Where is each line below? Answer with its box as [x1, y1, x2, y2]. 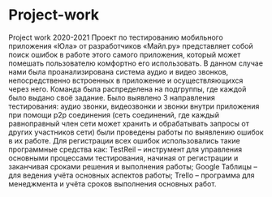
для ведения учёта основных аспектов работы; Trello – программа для [8, 170, 255, 180]
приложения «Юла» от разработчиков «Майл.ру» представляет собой [8, 41, 253, 50]
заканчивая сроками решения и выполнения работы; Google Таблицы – [8, 161, 257, 171]
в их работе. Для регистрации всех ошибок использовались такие [8, 135, 241, 145]
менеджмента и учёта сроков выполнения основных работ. [8, 178, 217, 188]
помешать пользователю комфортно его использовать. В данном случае [8, 58, 264, 68]
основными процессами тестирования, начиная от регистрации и [8, 152, 239, 163]
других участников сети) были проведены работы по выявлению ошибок [8, 127, 264, 137]
